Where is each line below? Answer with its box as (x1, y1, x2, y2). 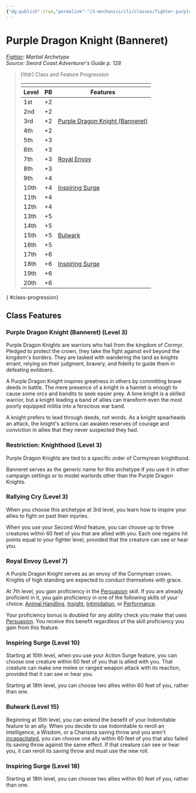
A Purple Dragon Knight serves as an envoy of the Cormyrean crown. (6, 570, 173, 577)
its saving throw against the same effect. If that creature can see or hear (6, 741, 180, 748)
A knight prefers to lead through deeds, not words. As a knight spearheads (6, 414, 185, 421)
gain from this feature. (6, 624, 60, 631)
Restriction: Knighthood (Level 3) (6, 441, 102, 449)
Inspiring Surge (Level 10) (6, 639, 80, 647)
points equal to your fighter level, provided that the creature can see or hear (6, 536, 188, 543)
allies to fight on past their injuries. (6, 512, 89, 519)
